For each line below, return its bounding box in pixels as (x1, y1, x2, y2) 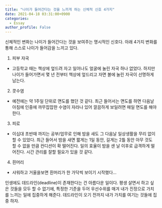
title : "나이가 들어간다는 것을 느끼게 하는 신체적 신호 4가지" (5, 7, 115, 12)
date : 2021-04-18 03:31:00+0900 (5, 12, 70, 16)
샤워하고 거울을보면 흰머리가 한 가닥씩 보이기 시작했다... (12, 170, 117, 176)
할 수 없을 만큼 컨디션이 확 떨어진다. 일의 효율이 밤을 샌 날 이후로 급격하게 (12, 143, 150, 149)
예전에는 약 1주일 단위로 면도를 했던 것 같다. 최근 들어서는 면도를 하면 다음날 (12, 98, 154, 104)
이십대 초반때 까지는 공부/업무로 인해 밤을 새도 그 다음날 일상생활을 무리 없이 (12, 131, 156, 137)
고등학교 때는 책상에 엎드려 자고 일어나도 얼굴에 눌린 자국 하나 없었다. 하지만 (12, 66, 156, 72)
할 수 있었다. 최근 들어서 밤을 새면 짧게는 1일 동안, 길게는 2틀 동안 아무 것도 (12, 137, 153, 143)
